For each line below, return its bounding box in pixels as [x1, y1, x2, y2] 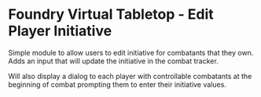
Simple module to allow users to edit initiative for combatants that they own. [8, 48, 254, 57]
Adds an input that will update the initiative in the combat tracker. [8, 56, 219, 66]
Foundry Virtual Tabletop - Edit [8, 5, 214, 23]
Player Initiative [8, 22, 112, 40]
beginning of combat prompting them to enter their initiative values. [8, 80, 226, 89]
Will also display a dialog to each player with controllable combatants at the [8, 71, 252, 81]
